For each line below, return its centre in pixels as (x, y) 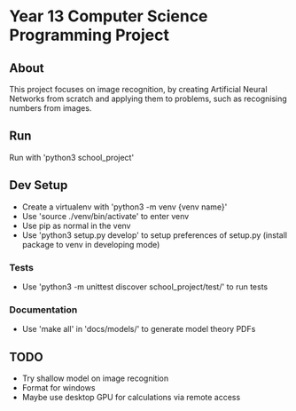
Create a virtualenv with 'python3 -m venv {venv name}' (125, 207)
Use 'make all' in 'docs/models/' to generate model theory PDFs (139, 329)
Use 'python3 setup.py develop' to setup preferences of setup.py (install (155, 235)
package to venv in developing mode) (91, 244)
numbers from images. (51, 108)
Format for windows (58, 388)
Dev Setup (39, 185)
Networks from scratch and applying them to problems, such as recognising (148, 99)
